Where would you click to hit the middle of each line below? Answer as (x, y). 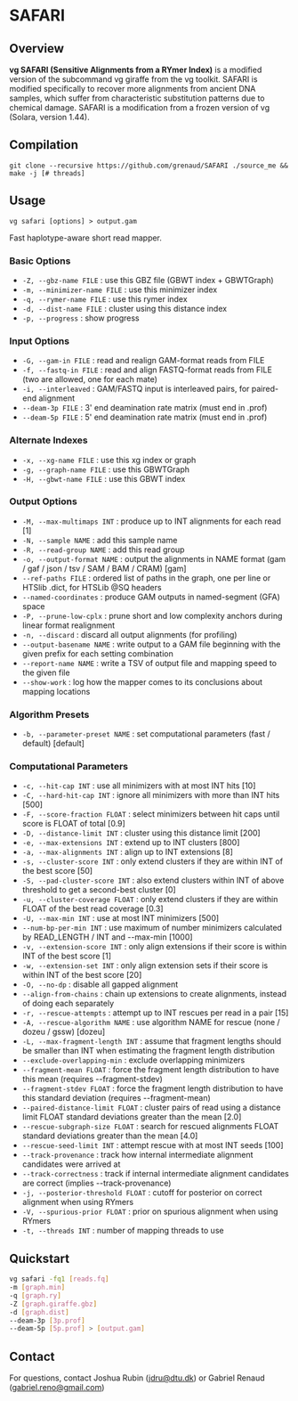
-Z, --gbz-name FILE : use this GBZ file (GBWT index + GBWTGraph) (148, 280)
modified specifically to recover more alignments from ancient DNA (133, 89)
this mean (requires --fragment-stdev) (92, 1079)
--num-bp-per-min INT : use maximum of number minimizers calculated (152, 928)
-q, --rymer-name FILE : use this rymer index (105, 298)
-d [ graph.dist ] (39, 1312)
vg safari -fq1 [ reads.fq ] (59, 1279)
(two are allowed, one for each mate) (90, 379)
